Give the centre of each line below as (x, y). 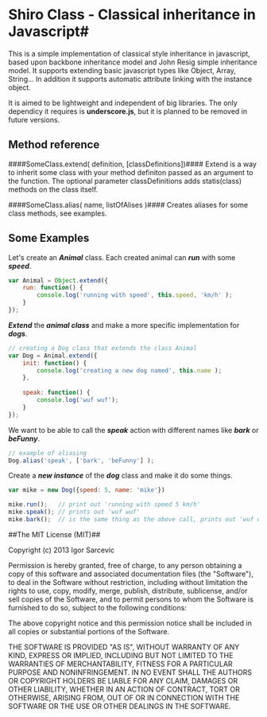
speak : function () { (56, 393)
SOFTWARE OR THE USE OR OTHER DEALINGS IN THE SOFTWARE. (120, 706)
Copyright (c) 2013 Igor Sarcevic (62, 550)
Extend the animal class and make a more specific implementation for (124, 325)
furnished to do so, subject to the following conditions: (97, 607)
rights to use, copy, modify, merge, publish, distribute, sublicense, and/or (128, 590)
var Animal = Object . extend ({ (58, 280)
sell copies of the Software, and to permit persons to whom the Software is (131, 599)
